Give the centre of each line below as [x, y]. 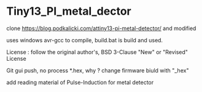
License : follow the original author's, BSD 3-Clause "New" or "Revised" [97, 52]
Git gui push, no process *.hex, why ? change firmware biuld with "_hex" [98, 70]
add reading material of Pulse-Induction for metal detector [80, 82]
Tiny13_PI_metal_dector [69, 11]
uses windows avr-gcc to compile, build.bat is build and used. [85, 40]
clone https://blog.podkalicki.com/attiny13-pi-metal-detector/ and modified [101, 28]
